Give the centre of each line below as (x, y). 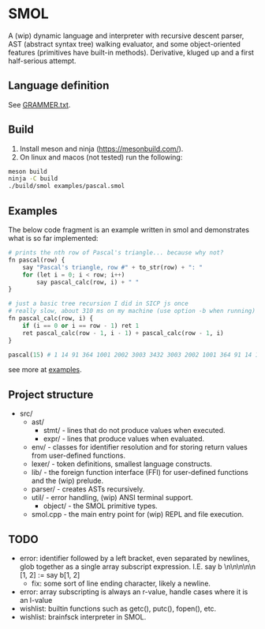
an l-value (36, 600)
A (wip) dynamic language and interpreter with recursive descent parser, (126, 36)
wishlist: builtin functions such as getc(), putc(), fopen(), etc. (118, 608)
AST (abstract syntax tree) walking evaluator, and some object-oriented (124, 43)
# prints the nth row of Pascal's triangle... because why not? (116, 253)
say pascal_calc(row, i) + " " (88, 282)
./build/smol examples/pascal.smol (67, 186)
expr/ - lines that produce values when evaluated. (124, 439)
